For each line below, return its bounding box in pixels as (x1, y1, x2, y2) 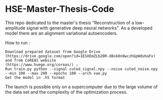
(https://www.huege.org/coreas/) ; (5, 62, 79, 67)
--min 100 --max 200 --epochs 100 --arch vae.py (5, 70, 107, 76)
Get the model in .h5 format (5, 75, 65, 80)
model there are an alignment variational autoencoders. (5, 30, 118, 36)
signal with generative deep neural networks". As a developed (26, 25, 153, 31)
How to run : (5, 39, 31, 45)
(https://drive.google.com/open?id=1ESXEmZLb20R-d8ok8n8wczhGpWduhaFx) (5, 53, 156, 59)
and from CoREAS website (5, 58, 56, 63)
